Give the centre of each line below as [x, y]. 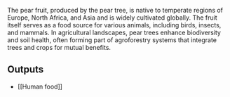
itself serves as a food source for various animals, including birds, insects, [114, 25]
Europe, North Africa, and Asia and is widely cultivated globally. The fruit [112, 18]
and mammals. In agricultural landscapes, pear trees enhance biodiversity [114, 32]
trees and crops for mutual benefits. [59, 47]
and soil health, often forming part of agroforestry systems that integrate [112, 40]
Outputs [26, 70]
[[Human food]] [40, 86]
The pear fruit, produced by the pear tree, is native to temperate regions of [115, 10]
